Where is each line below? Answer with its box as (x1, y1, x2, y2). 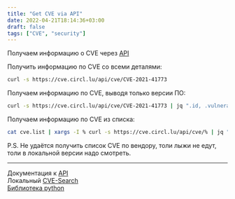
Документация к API (7, 169, 69, 177)
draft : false (7, 23, 45, 30)
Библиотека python (7, 184, 65, 192)
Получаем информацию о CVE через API (7, 49, 129, 57)
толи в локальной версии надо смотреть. (7, 149, 131, 157)
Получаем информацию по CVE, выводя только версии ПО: (7, 89, 186, 97)
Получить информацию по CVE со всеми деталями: (7, 62, 162, 71)
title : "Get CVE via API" (7, 10, 83, 18)
